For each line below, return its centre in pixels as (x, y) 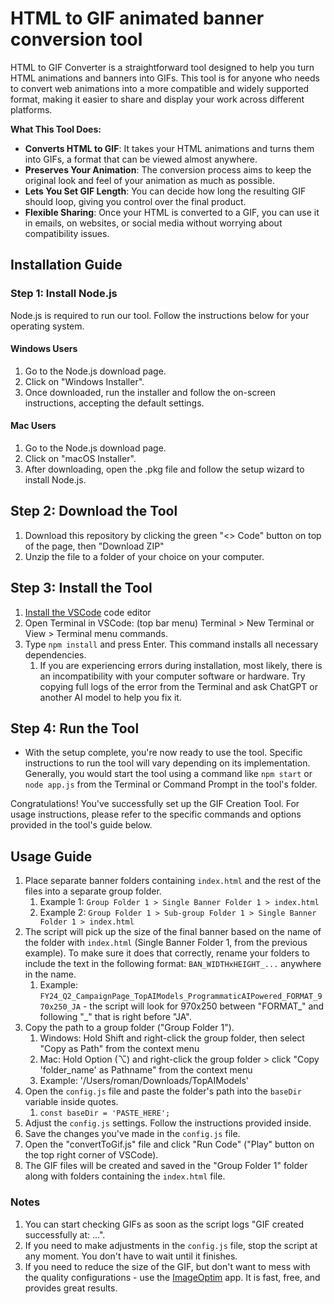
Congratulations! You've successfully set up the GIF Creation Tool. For (155, 804)
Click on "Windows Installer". (84, 381)
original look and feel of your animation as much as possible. (149, 180)
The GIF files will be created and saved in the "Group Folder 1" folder (166, 1166)
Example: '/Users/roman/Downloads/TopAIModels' (144, 1081)
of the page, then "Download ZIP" (94, 546)
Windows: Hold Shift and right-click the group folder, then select (172, 1038)
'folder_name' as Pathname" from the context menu (146, 1070)
